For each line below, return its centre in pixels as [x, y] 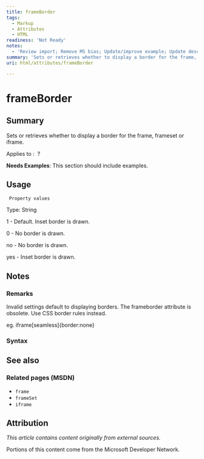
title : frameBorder [31, 12]
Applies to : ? [23, 153]
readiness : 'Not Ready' [36, 40]
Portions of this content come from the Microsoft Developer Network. [93, 450]
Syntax [17, 340]
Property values [29, 198]
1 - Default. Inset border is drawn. [48, 222]
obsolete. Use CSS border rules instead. [56, 313]
